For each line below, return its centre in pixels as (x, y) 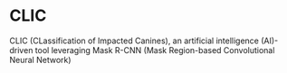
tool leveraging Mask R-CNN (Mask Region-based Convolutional (155, 50)
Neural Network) (40, 59)
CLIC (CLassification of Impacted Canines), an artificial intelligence (134, 41)
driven (21, 50)
